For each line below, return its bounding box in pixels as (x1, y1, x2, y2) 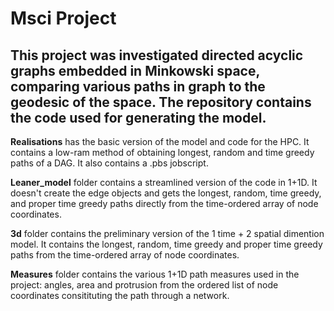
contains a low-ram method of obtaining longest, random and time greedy (10, 147, 315, 158)
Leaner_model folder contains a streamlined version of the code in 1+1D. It (10, 177, 318, 188)
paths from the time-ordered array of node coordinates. (10, 249, 240, 261)
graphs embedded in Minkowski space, (10, 62, 260, 79)
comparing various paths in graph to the (10, 78, 266, 95)
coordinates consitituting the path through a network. (10, 290, 230, 301)
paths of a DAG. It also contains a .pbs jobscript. (10, 157, 209, 169)
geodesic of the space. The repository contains (10, 93, 312, 111)
